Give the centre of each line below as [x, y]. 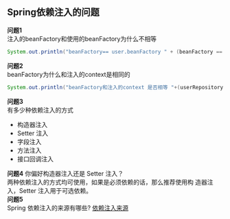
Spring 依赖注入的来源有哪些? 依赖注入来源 [68, 207]
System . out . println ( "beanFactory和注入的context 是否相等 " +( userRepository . [117, 87]
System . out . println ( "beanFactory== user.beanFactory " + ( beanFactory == [115, 51]
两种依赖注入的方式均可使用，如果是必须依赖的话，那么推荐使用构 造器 [107, 182]
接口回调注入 [35, 159]
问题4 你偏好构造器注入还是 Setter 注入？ [65, 173]
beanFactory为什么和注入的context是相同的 [69, 74]
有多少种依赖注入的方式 [40, 110]
